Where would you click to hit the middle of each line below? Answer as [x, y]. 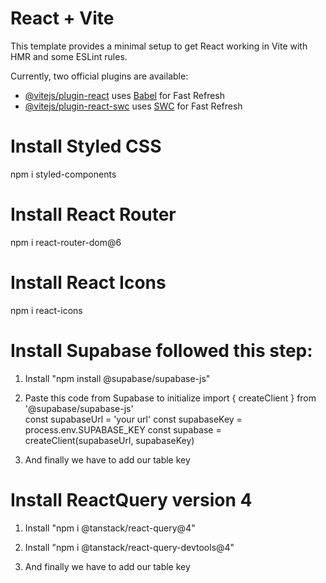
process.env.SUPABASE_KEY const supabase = [123, 429]
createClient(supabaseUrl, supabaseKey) [109, 440]
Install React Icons [88, 283]
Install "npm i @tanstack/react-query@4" [110, 528]
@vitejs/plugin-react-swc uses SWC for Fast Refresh [133, 106]
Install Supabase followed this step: [161, 350]
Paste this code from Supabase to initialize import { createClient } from [170, 398]
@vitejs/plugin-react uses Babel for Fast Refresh [125, 95]
